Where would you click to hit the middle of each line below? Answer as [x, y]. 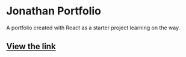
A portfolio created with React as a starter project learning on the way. [93, 28]
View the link [31, 46]
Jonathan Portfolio [54, 11]
